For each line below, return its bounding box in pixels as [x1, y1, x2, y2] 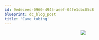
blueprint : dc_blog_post [4, 12, 56, 17]
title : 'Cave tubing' [4, 16, 50, 21]
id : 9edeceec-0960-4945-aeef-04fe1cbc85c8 [4, 7, 94, 12]
